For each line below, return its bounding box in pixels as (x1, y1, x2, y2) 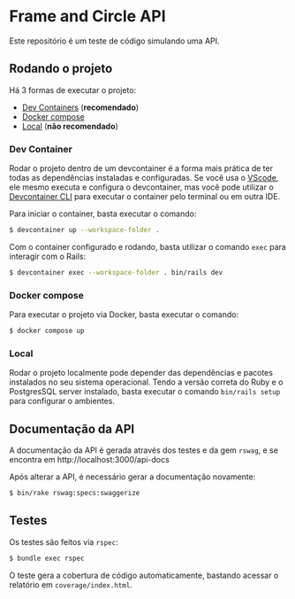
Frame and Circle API (9, 6, 166, 27)
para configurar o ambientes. (9, 396, 115, 407)
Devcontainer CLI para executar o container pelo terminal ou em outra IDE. (9, 191, 281, 202)
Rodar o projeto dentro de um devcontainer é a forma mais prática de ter (9, 163, 274, 174)
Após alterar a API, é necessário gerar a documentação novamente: (9, 471, 256, 482)
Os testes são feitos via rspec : (9, 536, 118, 547)
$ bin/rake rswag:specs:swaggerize (9, 489, 140, 498)
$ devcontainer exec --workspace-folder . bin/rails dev (9, 268, 223, 276)
